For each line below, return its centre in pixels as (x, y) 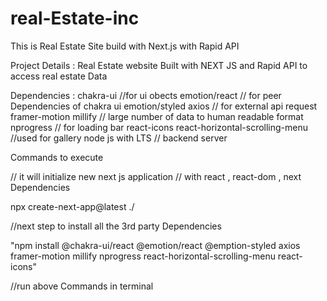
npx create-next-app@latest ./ (72, 206)
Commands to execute (57, 157)
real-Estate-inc (75, 18)
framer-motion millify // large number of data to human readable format (157, 116)
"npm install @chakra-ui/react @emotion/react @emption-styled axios (155, 245)
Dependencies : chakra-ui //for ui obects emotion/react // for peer (146, 95)
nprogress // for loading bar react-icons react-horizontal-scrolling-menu (159, 127)
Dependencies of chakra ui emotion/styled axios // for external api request (164, 106)
